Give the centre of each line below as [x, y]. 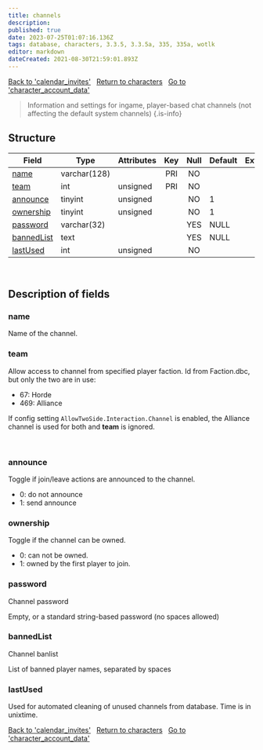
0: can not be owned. [54, 555]
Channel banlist [33, 653]
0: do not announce [51, 494]
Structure [32, 138]
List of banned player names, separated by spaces [90, 669]
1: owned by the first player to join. [75, 564]
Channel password [38, 601]
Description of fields [59, 294]
